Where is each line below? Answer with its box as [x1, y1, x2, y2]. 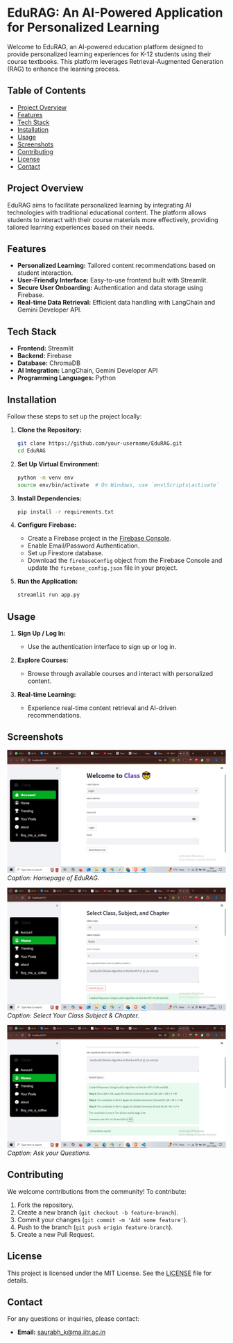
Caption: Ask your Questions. [7, 1149, 92, 1157]
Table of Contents [7, 85, 87, 96]
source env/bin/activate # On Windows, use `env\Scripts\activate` [17, 481, 220, 489]
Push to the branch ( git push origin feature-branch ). [17, 1223, 173, 1231]
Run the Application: [17, 577, 78, 586]
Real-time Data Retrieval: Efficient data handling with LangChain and [17, 298, 216, 307]
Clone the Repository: [17, 425, 82, 434]
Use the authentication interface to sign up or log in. [27, 643, 177, 651]
